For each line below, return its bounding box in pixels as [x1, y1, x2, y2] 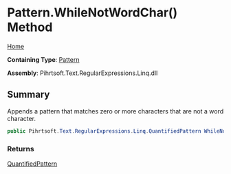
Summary [7, 89, 50, 100]
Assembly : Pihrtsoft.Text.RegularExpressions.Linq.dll [7, 69, 158, 77]
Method [7, 19, 53, 35]
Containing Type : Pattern [7, 55, 80, 63]
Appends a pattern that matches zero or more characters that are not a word [7, 107, 224, 115]
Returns [7, 144, 34, 153]
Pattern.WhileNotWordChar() [7, 5, 178, 21]
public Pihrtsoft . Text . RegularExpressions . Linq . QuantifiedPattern [7, 127, 201, 135]
